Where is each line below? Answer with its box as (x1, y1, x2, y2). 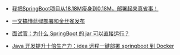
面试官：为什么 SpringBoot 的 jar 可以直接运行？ (11, 30, 130, 37)
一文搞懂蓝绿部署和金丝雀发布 (11, 18, 85, 25)
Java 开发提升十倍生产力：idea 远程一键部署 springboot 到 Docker (11, 43, 174, 49)
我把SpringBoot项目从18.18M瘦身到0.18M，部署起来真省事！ (11, 5, 159, 12)
